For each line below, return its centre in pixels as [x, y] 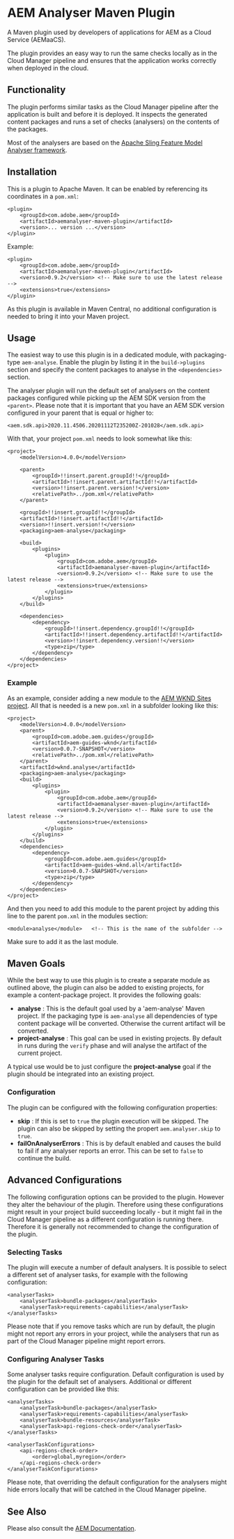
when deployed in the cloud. [48, 68]
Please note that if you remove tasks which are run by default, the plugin [111, 1326]
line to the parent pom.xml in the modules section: [78, 915]
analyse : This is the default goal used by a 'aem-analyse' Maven [111, 1009]
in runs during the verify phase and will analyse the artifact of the [112, 1046]
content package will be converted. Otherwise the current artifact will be [121, 1024]
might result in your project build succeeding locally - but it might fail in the [115, 1212]
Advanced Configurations [64, 1180]
